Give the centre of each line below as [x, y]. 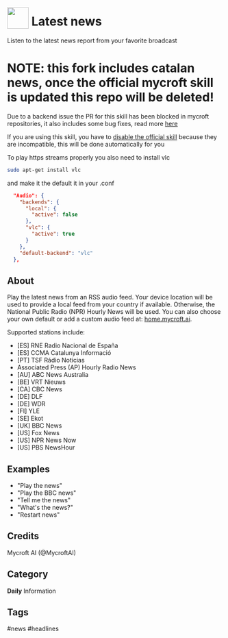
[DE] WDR [31, 404]
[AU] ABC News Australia [53, 375]
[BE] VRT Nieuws [41, 382]
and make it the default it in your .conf [61, 183]
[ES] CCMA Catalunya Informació [64, 353]
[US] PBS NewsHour [46, 447]
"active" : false [55, 215]
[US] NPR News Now [47, 440]
